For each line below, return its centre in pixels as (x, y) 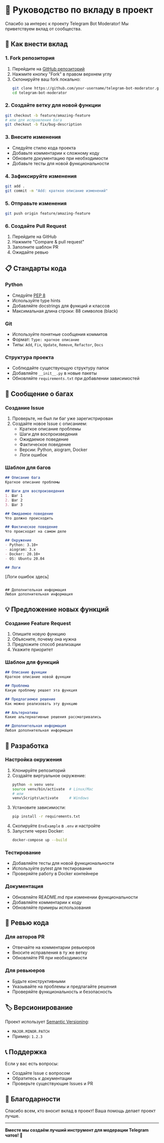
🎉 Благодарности (33, 1099)
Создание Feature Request (38, 623)
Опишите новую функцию (39, 634)
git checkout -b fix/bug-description (43, 124)
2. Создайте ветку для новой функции (53, 105)
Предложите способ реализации (46, 644)
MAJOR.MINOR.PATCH (31, 1032)
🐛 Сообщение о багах (39, 394)
